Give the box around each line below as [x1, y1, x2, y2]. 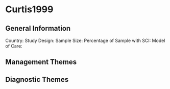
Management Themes [5, 58, 77, 66]
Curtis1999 [5, 4, 54, 15]
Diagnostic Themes [5, 75, 69, 84]
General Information [5, 24, 71, 33]
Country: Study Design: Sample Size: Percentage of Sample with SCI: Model [5, 37, 165, 43]
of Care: [5, 43, 22, 49]
